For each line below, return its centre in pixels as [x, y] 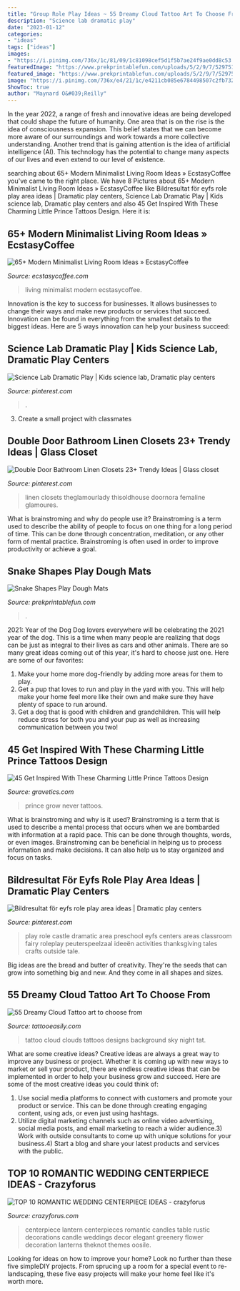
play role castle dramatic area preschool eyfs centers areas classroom [128, 936]
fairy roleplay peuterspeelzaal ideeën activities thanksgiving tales [121, 944]
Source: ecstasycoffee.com [48, 276]
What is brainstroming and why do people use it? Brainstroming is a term [114, 518]
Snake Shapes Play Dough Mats [79, 571]
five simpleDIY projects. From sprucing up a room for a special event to [112, 1266]
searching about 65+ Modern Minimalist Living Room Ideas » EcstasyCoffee [119, 174]
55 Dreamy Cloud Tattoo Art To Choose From [109, 995]
